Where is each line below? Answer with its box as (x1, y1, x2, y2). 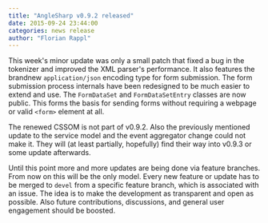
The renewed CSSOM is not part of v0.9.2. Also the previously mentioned (8, 122, 250, 132)
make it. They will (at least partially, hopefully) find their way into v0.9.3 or (8, 139, 252, 149)
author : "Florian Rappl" (8, 34, 91, 42)
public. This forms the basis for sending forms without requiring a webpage (8, 98, 258, 108)
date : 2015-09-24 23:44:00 (8, 19, 98, 27)
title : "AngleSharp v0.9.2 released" (8, 11, 134, 20)
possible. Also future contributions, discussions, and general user (8, 197, 225, 207)
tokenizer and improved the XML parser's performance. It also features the (8, 65, 255, 74)
